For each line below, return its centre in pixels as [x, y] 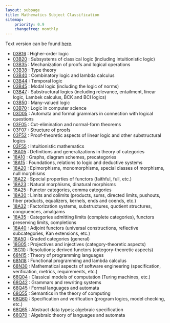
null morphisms [29, 174]
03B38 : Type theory [35, 70]
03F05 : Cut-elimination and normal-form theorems [67, 125]
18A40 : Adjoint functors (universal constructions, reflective [76, 228]
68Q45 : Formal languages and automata [56, 288]
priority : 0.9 [29, 24]
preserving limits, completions [45, 223]
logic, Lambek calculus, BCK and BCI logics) [59, 97]
